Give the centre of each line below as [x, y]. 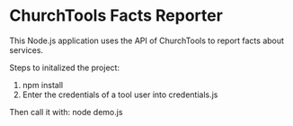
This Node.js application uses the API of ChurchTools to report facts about [147, 40]
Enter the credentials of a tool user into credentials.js [120, 94]
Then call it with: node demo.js [66, 112]
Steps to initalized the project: [64, 67]
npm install [43, 85]
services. [26, 49]
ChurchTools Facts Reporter [116, 16]
